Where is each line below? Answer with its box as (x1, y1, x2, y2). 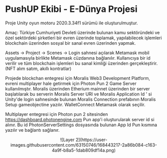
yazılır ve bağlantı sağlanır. (5, 127, 60, 133)
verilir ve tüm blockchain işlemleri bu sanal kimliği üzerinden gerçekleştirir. (5, 60, 158, 66)
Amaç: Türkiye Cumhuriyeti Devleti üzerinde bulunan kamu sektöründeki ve (5, 29, 160, 35)
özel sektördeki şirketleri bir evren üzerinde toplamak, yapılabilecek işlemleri (5, 35, 162, 41)
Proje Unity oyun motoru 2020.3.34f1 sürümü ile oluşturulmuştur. (5, 20, 138, 26)
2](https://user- (75, 137, 108, 143)
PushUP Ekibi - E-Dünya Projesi (5, 3, 138, 15)
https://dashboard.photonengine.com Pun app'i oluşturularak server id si (5, 116, 155, 122)
